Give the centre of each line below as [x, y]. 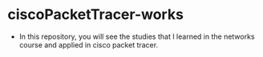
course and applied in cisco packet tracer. [88, 44]
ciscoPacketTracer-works [95, 15]
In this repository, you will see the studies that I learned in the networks [137, 36]
